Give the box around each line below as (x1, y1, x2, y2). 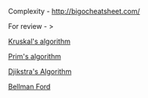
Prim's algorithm (8, 52, 61, 61)
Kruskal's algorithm (8, 37, 70, 46)
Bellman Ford (8, 82, 51, 91)
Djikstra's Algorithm (8, 67, 72, 76)
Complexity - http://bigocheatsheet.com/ (8, 7, 141, 16)
